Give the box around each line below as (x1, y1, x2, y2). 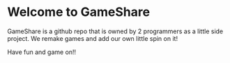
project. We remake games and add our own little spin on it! (7, 34, 178, 42)
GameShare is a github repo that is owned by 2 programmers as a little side (7, 27, 224, 35)
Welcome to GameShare (7, 4, 151, 20)
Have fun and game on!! (7, 48, 77, 56)
